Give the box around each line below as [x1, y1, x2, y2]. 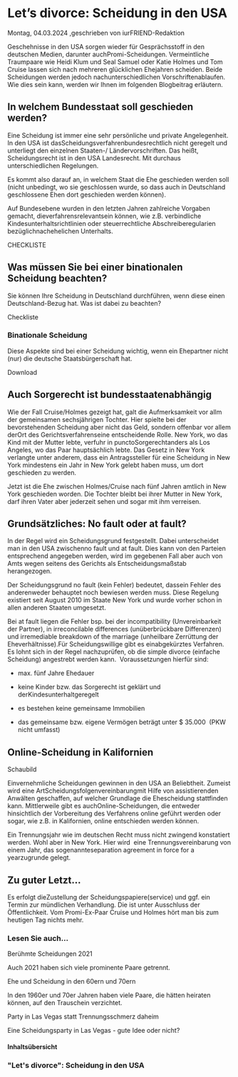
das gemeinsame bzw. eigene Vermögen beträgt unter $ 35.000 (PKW [17, 718, 227, 726]
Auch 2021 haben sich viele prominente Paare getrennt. [7, 964, 171, 972]
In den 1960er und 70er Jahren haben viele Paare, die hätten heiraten [7, 991, 211, 999]
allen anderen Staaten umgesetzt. [7, 604, 107, 612]
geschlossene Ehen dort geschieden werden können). [7, 190, 166, 199]
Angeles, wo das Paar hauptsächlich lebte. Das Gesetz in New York [7, 445, 205, 454]
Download [7, 368, 38, 376]
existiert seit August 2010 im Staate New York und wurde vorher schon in [7, 596, 222, 604]
